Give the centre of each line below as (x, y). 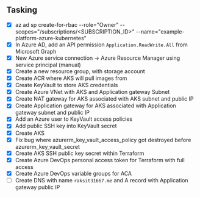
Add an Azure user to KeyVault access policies (74, 119)
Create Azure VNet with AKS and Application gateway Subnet (92, 92)
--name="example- (160, 31)
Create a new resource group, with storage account (80, 71)
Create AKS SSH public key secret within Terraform (80, 153)
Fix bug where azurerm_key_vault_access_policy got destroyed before (103, 140)
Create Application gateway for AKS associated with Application (96, 106)
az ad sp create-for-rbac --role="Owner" (67, 24)
